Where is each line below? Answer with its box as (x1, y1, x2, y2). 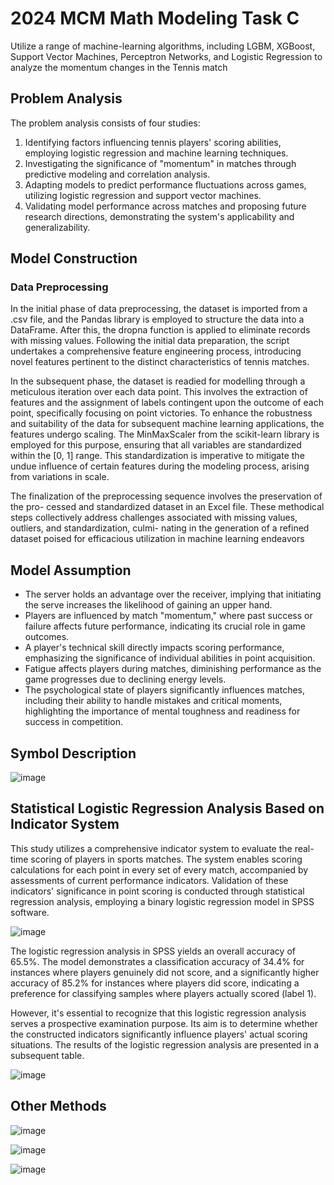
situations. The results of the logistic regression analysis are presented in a (10, 1038, 320, 1051)
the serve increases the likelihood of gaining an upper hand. (24, 599, 273, 611)
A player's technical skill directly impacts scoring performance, (24, 642, 285, 654)
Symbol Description (10, 745, 137, 762)
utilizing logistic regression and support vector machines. (24, 189, 262, 201)
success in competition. (24, 716, 123, 728)
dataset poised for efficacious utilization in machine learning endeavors (10, 533, 305, 545)
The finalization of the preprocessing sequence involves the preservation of (10, 490, 323, 502)
